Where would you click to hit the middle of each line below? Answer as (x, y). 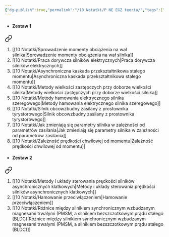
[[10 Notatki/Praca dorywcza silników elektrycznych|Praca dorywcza (83, 60)
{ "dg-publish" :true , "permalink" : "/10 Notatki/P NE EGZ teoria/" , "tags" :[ (84, 10)
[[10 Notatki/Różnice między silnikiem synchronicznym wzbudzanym (83, 208)
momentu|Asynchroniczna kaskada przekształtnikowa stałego (76, 76)
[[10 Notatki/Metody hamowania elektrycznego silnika (68, 98)
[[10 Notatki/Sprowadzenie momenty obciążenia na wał (69, 49)
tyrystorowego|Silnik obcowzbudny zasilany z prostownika (73, 114)
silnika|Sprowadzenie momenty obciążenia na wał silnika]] (73, 55)
